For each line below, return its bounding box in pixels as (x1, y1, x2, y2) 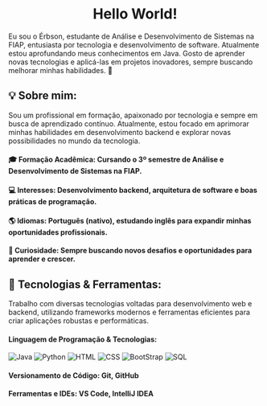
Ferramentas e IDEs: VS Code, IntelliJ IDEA (8, 389, 154, 399)
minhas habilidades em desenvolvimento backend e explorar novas (8, 127, 232, 137)
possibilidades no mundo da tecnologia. (8, 136, 141, 146)
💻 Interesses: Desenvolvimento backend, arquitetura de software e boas (8, 185, 257, 195)
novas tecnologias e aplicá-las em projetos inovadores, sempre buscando (8, 57, 253, 67)
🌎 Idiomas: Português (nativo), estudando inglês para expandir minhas (8, 215, 252, 225)
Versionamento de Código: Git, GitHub (8, 371, 139, 380)
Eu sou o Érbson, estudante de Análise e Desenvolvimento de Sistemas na (8, 31, 255, 41)
